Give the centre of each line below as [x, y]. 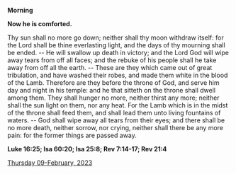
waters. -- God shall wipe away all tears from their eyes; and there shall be [116, 120]
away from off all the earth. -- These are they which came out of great [110, 68]
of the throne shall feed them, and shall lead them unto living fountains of [114, 113]
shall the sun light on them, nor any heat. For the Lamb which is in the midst [118, 105]
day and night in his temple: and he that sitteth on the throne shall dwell [112, 90]
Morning [20, 10]
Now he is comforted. [40, 24]
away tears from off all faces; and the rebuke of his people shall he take [112, 60]
